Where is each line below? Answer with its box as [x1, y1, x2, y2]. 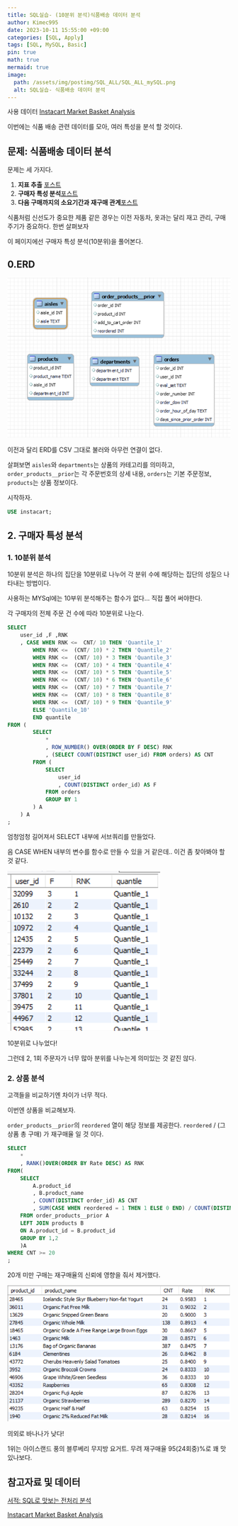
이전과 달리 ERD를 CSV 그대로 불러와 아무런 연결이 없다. [7, 445, 163, 454]
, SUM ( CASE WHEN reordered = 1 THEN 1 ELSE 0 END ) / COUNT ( [33, 1205, 214, 1212]
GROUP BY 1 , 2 [20, 1235, 59, 1242]
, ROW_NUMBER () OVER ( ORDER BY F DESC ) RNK [45, 744, 173, 751]
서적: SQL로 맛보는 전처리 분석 [7, 1496, 92, 1505]
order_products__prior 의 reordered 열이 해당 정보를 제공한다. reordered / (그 [7, 1121, 226, 1130]
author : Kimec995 [7, 18, 59, 26]
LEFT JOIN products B [20, 1220, 84, 1227]
